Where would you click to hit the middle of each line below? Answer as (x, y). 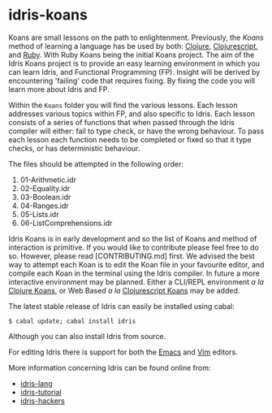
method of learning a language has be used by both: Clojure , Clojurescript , (133, 46)
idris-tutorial (41, 392)
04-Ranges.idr (44, 206)
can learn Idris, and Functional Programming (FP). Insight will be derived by (134, 72)
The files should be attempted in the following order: (96, 163)
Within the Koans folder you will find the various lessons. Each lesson (123, 105)
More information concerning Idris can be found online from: (110, 367)
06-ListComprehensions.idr (66, 223)
